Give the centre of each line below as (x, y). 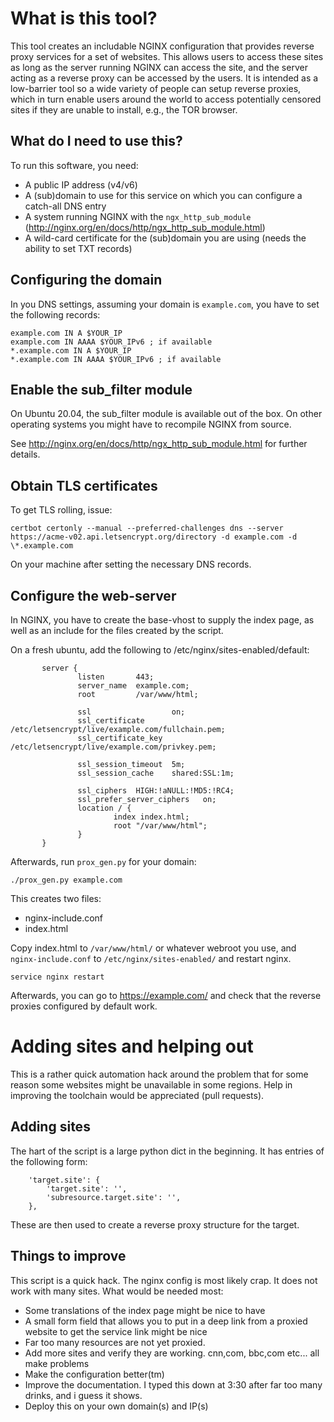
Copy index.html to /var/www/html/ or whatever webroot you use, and (153, 948)
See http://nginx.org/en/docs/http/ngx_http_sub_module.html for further (159, 444)
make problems (57, 1363)
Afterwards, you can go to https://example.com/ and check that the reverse (166, 995)
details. (25, 454)
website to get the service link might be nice (116, 1331)
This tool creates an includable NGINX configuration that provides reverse (162, 46)
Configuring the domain (86, 280)
